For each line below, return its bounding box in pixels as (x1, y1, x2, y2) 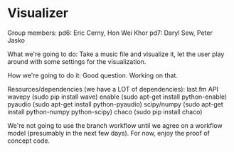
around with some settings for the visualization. (7, 57, 147, 65)
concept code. (7, 136, 50, 145)
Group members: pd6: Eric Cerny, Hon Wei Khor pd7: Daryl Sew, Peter (7, 28, 213, 37)
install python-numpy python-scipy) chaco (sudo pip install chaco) (7, 107, 203, 116)
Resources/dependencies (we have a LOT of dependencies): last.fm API (7, 85, 219, 93)
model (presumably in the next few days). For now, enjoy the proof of (7, 129, 210, 137)
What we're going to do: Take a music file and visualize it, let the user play (7, 50, 225, 58)
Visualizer (7, 5, 69, 21)
